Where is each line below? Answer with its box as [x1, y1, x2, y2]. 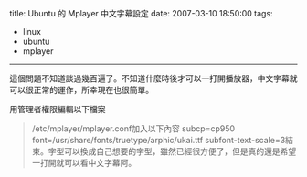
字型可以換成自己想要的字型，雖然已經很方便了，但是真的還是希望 [48, 146, 297, 157]
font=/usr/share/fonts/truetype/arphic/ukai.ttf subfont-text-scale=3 [31, 135, 286, 145]
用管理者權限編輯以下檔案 [9, 104, 106, 114]
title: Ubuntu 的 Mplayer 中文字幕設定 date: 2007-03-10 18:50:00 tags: [9, 8, 273, 18]
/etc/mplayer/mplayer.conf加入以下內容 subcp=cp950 [31, 123, 236, 134]
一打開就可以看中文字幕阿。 [31, 158, 137, 168]
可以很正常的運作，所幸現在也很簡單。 [9, 85, 153, 95]
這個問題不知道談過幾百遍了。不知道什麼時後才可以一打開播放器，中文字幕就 [9, 73, 298, 84]
